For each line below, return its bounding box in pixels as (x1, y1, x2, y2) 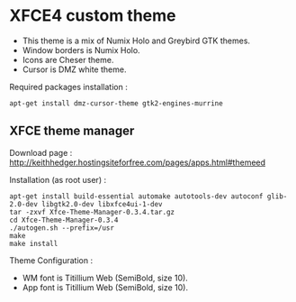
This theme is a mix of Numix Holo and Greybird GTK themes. (22, 35, 250, 46)
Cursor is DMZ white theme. (22, 64, 127, 75)
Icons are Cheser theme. (22, 54, 114, 65)
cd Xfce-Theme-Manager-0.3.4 (9, 215, 119, 224)
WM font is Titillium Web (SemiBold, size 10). (22, 272, 189, 283)
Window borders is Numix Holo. (22, 44, 141, 55)
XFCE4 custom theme (9, 5, 176, 26)
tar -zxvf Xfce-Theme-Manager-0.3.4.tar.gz (9, 207, 175, 216)
